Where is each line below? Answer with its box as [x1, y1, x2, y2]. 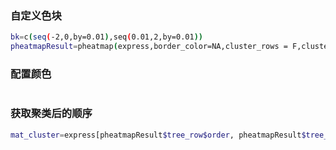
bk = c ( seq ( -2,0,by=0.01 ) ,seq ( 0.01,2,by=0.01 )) [10, 32, 203, 42]
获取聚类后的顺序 [10, 107, 93, 121]
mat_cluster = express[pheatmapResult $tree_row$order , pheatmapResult [10, 130, 302, 140]
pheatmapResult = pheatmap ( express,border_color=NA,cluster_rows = [10, 42, 288, 52]
